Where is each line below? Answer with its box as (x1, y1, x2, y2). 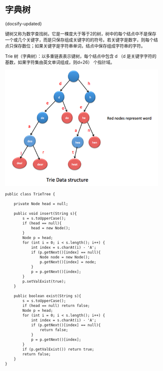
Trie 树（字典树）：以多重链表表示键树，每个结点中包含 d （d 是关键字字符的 (5, 53, 157, 59)
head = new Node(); (31, 226, 70, 230)
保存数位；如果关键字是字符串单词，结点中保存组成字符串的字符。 (13, 43, 146, 48)
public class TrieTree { (5, 192, 55, 196)
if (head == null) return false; (22, 303, 90, 308)
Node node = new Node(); (39, 255, 90, 259)
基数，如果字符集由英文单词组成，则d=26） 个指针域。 (5, 59, 115, 65)
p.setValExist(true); (22, 279, 66, 284)
